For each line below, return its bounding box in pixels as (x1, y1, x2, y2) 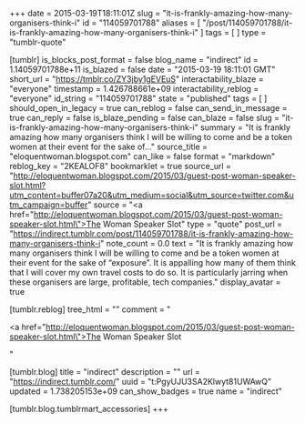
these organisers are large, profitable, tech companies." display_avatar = (9, 277, 281, 287)
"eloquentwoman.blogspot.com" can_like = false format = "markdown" (9, 151, 276, 162)
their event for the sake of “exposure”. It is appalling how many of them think (9, 257, 296, 267)
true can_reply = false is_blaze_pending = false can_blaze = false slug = (9, 113, 280, 123)
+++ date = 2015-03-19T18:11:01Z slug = (9, 8, 161, 18)
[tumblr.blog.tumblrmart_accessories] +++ (9, 404, 169, 414)
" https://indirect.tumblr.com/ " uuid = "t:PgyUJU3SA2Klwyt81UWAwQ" (9, 377, 272, 387)
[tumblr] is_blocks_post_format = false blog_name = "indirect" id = (9, 55, 259, 65)
